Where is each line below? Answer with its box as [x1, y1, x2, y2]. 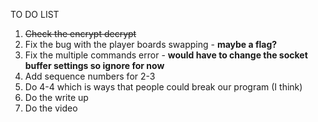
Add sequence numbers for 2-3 [24, 70, 156, 82]
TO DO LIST [10, 9, 60, 20]
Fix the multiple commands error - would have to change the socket [24, 49, 308, 61]
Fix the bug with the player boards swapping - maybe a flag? [24, 39, 278, 50]
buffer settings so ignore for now [24, 60, 165, 71]
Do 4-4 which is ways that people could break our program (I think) [24, 81, 303, 93]
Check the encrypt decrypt [24, 28, 137, 39]
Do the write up [24, 92, 89, 103]
